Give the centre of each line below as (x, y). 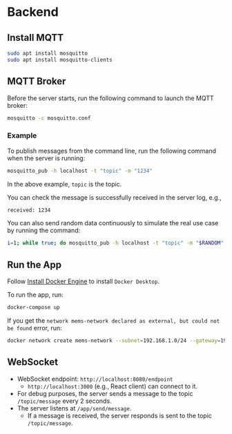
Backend (33, 12)
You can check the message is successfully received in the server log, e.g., (115, 197)
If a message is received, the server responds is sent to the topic (120, 415)
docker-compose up (33, 308)
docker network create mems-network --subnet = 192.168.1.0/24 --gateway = (114, 341)
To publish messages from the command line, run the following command (112, 151)
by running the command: (44, 230)
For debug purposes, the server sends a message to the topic (105, 393)
